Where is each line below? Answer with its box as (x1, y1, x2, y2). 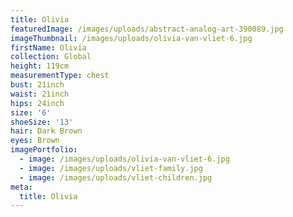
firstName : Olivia (10, 42, 87, 53)
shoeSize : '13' (10, 117, 74, 127)
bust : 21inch (10, 80, 65, 90)
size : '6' (10, 107, 52, 118)
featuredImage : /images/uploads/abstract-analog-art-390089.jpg (10, 24, 284, 34)
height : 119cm (10, 61, 70, 71)
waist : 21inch (10, 89, 70, 99)
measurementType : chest (10, 71, 110, 81)
